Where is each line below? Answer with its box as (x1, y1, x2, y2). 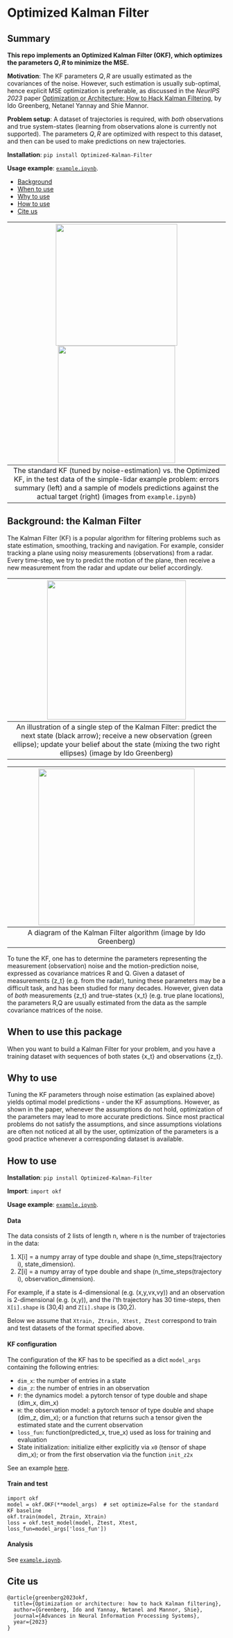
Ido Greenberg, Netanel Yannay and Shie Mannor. (7, 102, 149, 109)
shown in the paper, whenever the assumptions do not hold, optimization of (7, 1105, 223, 1114)
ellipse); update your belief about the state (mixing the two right (12, 739, 221, 749)
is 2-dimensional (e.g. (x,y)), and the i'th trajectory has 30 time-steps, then (7, 1296, 221, 1304)
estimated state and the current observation (17, 1420, 144, 1429)
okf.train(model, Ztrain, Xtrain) (7, 1513, 107, 1520)
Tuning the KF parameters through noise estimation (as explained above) (7, 1091, 215, 1099)
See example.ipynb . (7, 1556, 62, 1564)
